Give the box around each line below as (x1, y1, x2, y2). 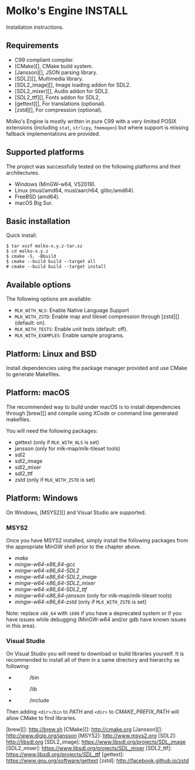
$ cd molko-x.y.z (6, 248, 49, 254)
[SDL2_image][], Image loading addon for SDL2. (14, 81, 131, 88)
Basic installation (6, 216, 70, 226)
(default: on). (14, 319, 46, 326)
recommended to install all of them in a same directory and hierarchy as (6, 656, 180, 664)
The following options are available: (6, 295, 92, 302)
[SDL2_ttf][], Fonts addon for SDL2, (14, 94, 100, 101)
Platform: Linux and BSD (6, 349, 97, 359)
